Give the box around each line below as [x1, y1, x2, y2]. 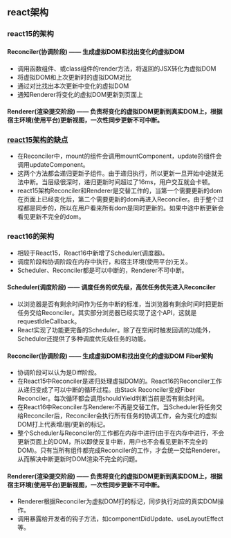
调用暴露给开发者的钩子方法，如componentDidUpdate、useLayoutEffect [17, 514, 223, 523]
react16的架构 [7, 231, 55, 241]
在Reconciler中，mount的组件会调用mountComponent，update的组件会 [17, 152, 223, 161]
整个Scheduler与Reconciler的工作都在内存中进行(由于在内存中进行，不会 [17, 429, 225, 438]
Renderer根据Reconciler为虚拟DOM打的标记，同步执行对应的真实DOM [17, 497, 218, 505]
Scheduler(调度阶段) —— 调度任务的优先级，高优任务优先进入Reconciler [7, 283, 216, 292]
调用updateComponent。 [17, 161, 89, 169]
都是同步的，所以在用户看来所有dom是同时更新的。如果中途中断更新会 [23, 204, 225, 213]
